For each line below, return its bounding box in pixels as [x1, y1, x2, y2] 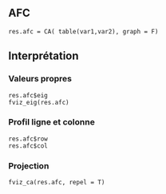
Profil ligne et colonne [8, 117, 96, 128]
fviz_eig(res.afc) [8, 98, 69, 106]
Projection [8, 160, 49, 171]
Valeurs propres [8, 73, 72, 85]
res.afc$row [8, 135, 48, 143]
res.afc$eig [8, 91, 48, 99]
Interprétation [8, 49, 79, 63]
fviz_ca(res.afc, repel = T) [8, 179, 105, 187]
